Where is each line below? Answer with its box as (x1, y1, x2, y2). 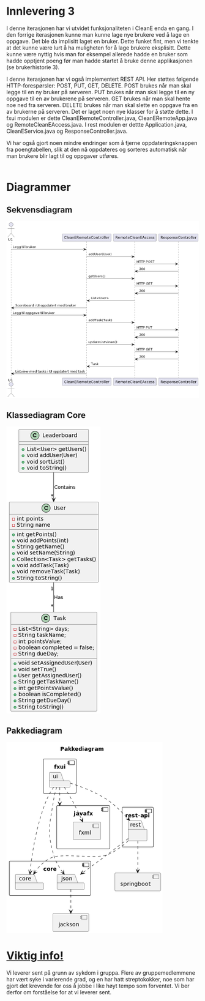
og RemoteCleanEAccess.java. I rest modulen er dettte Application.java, (6, 121, 187, 128)
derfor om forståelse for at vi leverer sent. (6, 989, 112, 996)
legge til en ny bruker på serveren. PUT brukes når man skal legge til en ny (6, 88, 195, 95)
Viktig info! (6, 949, 64, 963)
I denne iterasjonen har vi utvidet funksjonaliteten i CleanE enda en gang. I (6, 24, 194, 32)
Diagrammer (6, 180, 72, 194)
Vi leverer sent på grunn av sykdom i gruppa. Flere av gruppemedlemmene (6, 969, 196, 977)
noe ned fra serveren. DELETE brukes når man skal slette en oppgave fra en (6, 101, 198, 108)
